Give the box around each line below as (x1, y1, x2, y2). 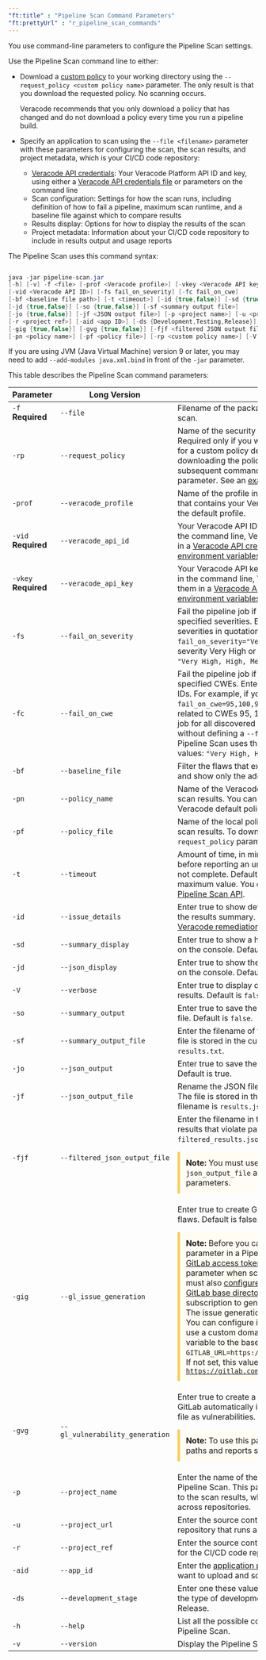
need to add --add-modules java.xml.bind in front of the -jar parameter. (8, 355, 245, 365)
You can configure (185, 1317, 255, 1328)
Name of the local (177, 817, 244, 828)
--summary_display (59, 940, 130, 949)
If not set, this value (185, 1357, 259, 1368)
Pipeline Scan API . (177, 889, 245, 900)
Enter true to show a (177, 934, 253, 945)
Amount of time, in (177, 849, 246, 860)
